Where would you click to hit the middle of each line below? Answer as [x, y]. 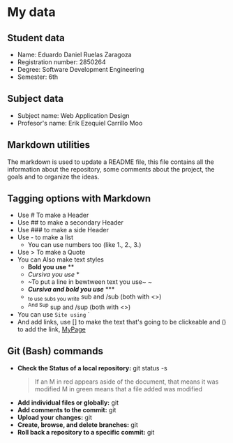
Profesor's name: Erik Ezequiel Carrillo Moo [80, 123]
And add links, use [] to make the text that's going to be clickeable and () [122, 322]
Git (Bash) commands [55, 351]
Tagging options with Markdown [79, 198]
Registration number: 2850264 [61, 62]
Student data [36, 38]
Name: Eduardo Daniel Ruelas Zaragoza [74, 54]
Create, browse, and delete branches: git [77, 425]
